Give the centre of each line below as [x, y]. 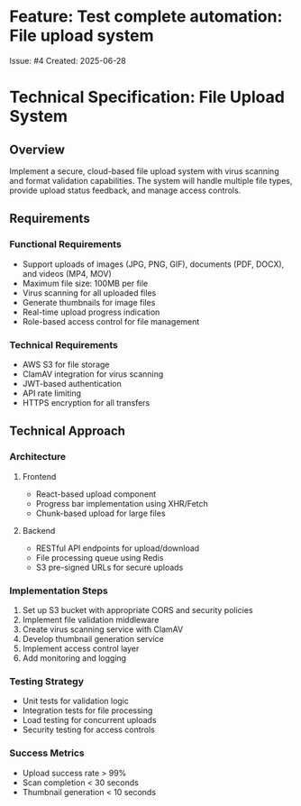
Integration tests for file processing [87, 710]
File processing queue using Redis [100, 557]
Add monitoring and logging [74, 658]
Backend [39, 530]
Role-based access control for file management [111, 321]
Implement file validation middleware [91, 619]
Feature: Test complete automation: [146, 17]
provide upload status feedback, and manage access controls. [125, 190]
